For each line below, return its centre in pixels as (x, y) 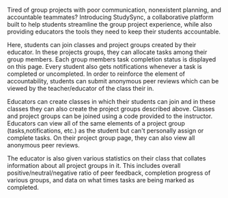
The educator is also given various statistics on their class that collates (106, 158)
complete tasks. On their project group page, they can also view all (101, 138)
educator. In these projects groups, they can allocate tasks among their (107, 52)
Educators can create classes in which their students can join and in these (112, 101)
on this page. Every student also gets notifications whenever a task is (105, 67)
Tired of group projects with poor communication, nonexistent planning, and (114, 10)
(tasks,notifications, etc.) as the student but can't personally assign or (105, 130)
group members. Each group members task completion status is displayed (112, 59)
